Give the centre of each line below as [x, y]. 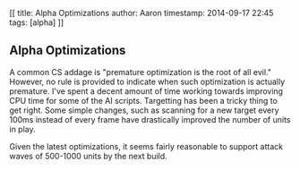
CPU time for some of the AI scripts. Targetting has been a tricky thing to [143, 100]
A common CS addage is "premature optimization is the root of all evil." [140, 72]
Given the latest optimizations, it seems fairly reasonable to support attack [146, 146]
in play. [22, 129]
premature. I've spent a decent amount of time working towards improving [146, 91]
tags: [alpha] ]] [37, 22]
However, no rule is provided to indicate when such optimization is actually [147, 81]
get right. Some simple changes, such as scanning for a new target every [144, 110]
